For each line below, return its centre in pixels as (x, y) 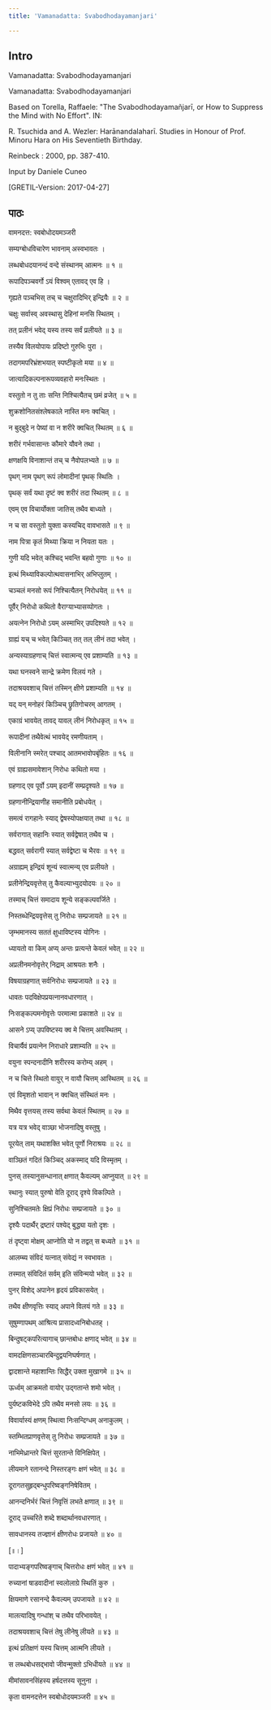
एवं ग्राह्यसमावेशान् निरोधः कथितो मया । (58, 770)
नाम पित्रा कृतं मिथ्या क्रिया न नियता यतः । (62, 542)
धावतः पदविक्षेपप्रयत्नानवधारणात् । (51, 997)
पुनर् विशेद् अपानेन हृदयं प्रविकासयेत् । (57, 1290)
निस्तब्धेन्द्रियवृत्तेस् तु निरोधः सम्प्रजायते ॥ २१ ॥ (68, 916)
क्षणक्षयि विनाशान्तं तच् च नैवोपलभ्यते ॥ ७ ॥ (64, 460)
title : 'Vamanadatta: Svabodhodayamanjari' (83, 16)
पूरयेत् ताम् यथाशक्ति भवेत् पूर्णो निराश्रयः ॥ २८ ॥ (70, 1144)
